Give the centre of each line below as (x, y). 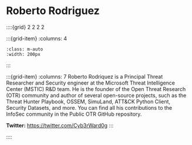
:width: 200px (23, 54)
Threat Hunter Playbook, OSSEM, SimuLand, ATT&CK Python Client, (88, 102)
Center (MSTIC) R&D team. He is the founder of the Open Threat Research (96, 89)
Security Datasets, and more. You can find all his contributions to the (89, 107)
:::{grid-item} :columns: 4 (37, 38)
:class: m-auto (25, 49)
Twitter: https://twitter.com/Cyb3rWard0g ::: (60, 125)
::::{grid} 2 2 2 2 (25, 27)
